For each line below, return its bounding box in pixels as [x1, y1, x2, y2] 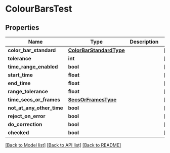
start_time [8, 71, 33, 79]
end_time [8, 80, 31, 87]
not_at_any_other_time [8, 104, 63, 111]
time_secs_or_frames [8, 96, 61, 103]
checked [8, 129, 29, 136]
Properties [5, 23, 39, 32]
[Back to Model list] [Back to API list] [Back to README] [5, 142, 121, 148]
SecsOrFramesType [68, 96, 117, 103]
